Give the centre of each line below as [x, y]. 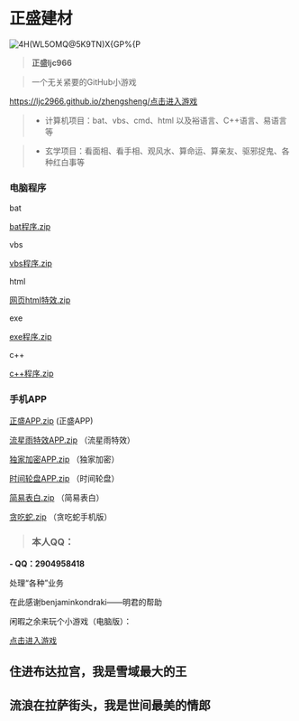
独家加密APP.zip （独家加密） [64, 459]
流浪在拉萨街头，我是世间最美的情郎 [110, 705]
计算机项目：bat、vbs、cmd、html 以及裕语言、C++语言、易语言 [166, 120]
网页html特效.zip [40, 300]
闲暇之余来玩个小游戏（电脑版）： [71, 621]
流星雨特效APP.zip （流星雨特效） [72, 440]
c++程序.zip [32, 374]
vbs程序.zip [31, 264]
